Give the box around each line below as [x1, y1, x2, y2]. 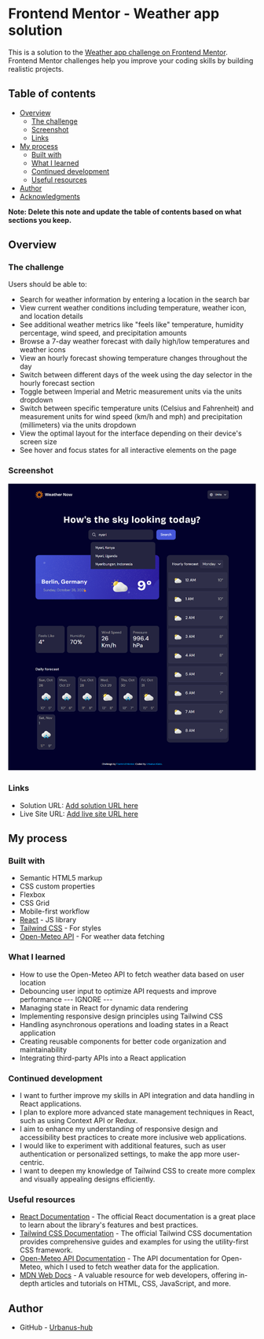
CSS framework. [19, 1245, 73, 1255]
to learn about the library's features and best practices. [19, 1220, 199, 1230]
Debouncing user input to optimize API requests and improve [19, 986, 218, 996]
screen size [19, 437, 57, 447]
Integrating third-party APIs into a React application [19, 1053, 186, 1063]
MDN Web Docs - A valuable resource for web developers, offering [19, 1270, 237, 1280]
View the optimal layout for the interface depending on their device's [19, 428, 242, 438]
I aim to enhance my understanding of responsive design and [19, 1124, 218, 1133]
